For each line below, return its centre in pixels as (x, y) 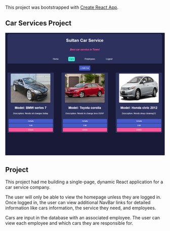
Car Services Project (38, 23)
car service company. (28, 187)
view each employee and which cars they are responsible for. (69, 223)
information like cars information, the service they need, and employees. (81, 208)
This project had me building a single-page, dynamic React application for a (84, 182)
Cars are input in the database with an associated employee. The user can (83, 217)
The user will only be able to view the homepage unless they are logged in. (83, 197)
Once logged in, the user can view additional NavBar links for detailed (78, 202)
